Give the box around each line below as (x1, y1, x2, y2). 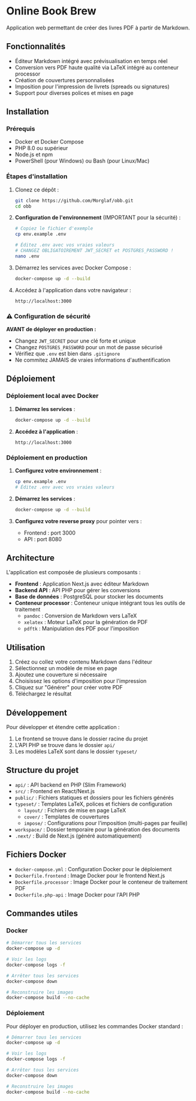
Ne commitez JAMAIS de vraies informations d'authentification (14, 356, 171, 364)
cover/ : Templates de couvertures (23, 813, 110, 820)
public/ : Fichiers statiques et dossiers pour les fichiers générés (14, 794, 174, 801)
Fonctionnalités (6, 41, 66, 52)
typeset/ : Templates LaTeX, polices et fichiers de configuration (14, 800, 173, 808)
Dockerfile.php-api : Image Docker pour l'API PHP (14, 891, 140, 898)
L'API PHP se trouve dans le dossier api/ (14, 741, 116, 748)
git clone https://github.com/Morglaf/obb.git (14, 197, 134, 203)
